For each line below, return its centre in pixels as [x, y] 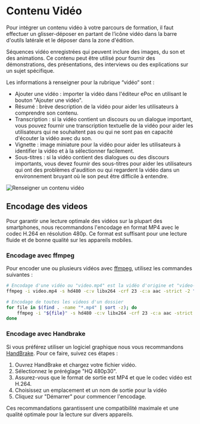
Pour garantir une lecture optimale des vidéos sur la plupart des [84, 221]
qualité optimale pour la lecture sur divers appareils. [70, 414]
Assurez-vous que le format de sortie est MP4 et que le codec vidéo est [103, 377]
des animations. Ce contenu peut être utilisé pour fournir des [81, 58]
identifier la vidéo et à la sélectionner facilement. [74, 151]
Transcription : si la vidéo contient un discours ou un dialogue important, [104, 119]
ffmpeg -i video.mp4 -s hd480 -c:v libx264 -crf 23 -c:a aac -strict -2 [98, 291]
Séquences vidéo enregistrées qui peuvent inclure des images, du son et [96, 51]
